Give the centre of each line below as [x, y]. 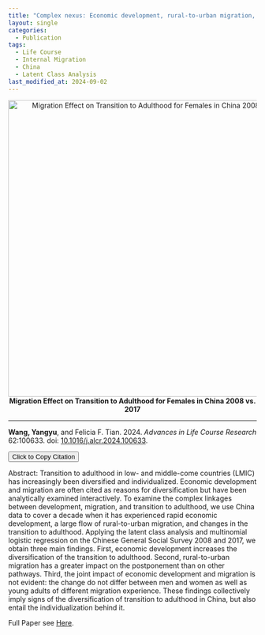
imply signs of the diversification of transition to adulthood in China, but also [132, 599]
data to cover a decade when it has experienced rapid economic [113, 515]
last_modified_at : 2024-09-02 [58, 81]
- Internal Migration [51, 60]
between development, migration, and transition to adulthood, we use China [131, 506]
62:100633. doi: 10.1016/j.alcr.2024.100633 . [78, 440]
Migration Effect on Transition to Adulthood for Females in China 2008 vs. [132, 401]
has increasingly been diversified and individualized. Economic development [132, 481]
